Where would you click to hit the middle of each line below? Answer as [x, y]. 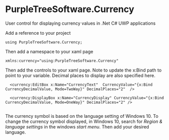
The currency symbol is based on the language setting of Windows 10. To [82, 116]
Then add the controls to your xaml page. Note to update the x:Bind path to [83, 70]
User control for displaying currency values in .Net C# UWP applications [80, 23]
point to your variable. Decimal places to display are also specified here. [80, 75]
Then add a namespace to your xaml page [49, 51]
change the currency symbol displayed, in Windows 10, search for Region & [84, 121]
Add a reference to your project [38, 33]
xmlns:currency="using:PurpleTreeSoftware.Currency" [62, 61]
